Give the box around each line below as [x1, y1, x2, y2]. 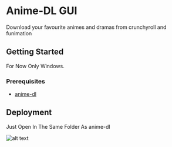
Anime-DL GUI [6, 4, 77, 18]
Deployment [6, 108, 52, 118]
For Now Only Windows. [6, 62, 65, 69]
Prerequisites [6, 77, 45, 85]
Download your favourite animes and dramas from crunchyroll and [6, 24, 167, 31]
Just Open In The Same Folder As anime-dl [6, 123, 110, 130]
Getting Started [6, 47, 64, 57]
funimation [6, 29, 32, 36]
